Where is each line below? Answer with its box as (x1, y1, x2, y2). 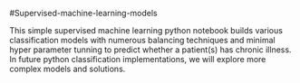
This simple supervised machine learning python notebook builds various (9, 25, 284, 35)
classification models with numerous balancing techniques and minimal (9, 35, 276, 45)
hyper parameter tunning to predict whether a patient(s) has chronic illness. (9, 44, 292, 55)
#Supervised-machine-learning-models (9, 8, 159, 18)
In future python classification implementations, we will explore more (9, 54, 266, 64)
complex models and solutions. (9, 63, 126, 74)
